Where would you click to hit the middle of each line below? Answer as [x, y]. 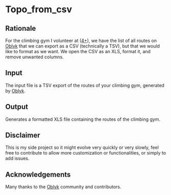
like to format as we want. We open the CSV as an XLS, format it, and [78, 51]
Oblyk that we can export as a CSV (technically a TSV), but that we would [82, 46]
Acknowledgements [38, 174]
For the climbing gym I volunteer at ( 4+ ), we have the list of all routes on [81, 40]
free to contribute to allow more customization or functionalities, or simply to [86, 153]
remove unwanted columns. [34, 57]
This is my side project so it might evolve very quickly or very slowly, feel [82, 147]
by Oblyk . [15, 91]
